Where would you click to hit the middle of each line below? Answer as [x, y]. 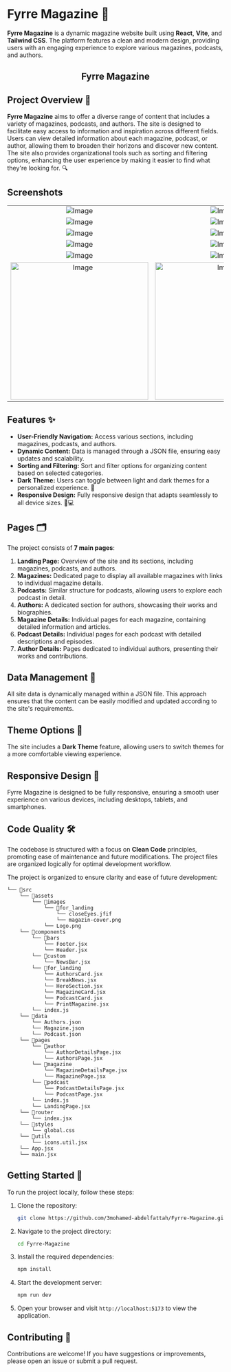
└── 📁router [36, 1112]
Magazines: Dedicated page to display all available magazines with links [120, 575]
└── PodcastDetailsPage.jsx [84, 1088]
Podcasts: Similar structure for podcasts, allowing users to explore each [120, 590]
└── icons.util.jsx [60, 1142]
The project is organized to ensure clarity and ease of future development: [112, 877]
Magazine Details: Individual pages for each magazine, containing [111, 619]
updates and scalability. [51, 458]
